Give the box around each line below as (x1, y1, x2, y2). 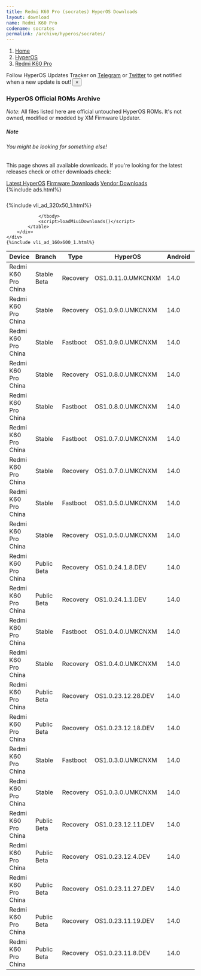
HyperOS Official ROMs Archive (6, 94, 100, 103)
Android (166, 252, 190, 261)
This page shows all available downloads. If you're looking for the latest (6, 162, 182, 169)
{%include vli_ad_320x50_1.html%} (6, 202, 92, 209)
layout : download (6, 14, 50, 20)
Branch (35, 252, 57, 261)
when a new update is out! (6, 78, 72, 86)
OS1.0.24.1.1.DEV (95, 596, 147, 603)
